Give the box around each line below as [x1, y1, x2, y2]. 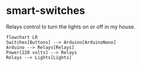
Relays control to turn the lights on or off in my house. [6, 23, 136, 30]
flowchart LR [6, 34, 38, 40]
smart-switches [6, 4, 85, 17]
